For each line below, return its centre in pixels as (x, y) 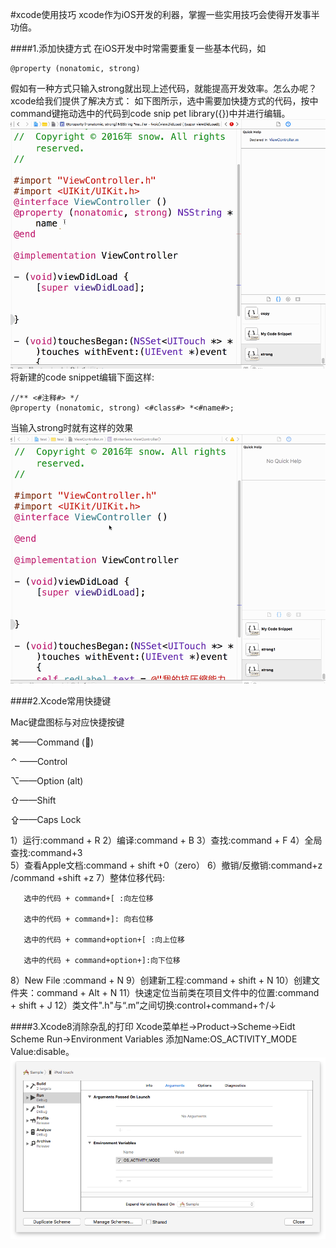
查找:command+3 (46, 852)
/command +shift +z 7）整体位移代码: (88, 877)
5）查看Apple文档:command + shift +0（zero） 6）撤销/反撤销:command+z (166, 865)
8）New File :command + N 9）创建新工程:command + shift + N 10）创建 (161, 980)
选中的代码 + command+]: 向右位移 (88, 919)
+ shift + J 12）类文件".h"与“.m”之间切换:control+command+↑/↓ (143, 1005)
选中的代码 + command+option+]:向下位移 (102, 960)
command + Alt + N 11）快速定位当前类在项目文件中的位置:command (178, 992)
